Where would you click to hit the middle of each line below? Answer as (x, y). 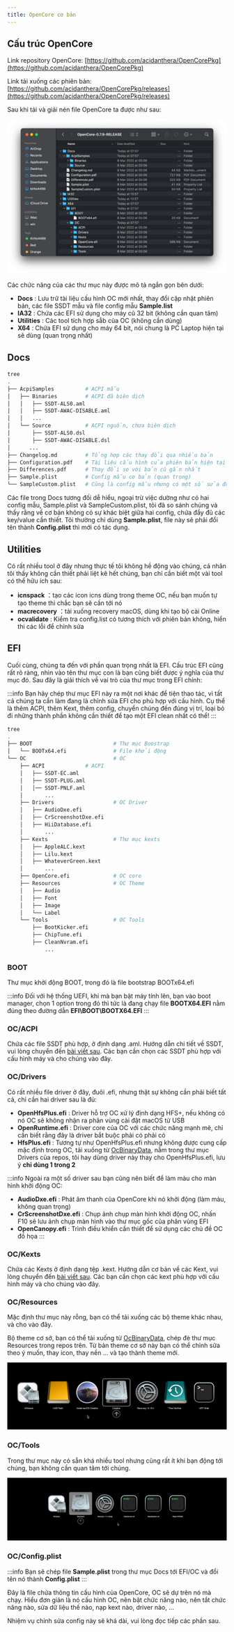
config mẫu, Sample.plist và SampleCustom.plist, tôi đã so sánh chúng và (112, 505)
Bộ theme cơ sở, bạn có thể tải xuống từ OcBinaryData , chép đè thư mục (111, 1338)
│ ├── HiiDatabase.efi (56, 825)
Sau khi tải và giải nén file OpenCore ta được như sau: (84, 110)
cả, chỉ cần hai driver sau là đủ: (52, 1099)
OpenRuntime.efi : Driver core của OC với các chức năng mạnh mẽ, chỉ (120, 1127)
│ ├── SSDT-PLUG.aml (53, 780)
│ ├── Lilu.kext (46, 854)
